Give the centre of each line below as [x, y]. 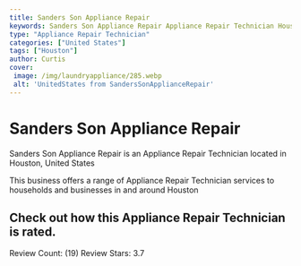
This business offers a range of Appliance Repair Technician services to [142, 180]
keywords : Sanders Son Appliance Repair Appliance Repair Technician [142, 26]
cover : [21, 68]
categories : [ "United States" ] [68, 43]
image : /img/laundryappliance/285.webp [88, 76]
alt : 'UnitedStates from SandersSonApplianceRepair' [114, 84]
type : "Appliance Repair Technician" [80, 34]
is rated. [33, 232]
